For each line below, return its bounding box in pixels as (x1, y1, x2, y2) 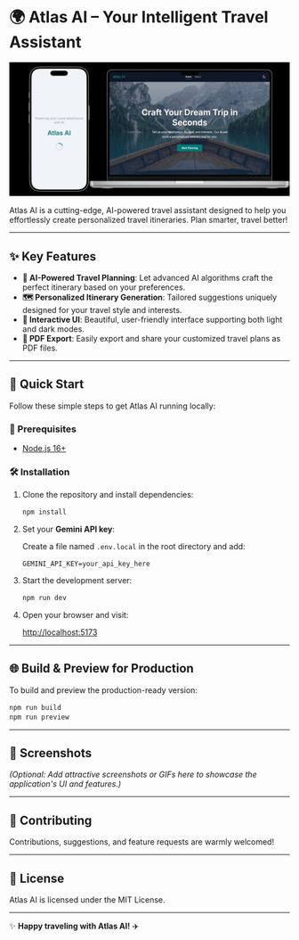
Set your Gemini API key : (21, 524, 116, 535)
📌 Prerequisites (9, 423, 77, 435)
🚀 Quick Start (9, 376, 85, 392)
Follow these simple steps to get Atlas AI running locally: (9, 400, 216, 411)
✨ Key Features (9, 249, 96, 264)
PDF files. (21, 342, 58, 353)
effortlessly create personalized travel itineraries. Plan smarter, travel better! (9, 215, 288, 226)
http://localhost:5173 (21, 627, 98, 638)
